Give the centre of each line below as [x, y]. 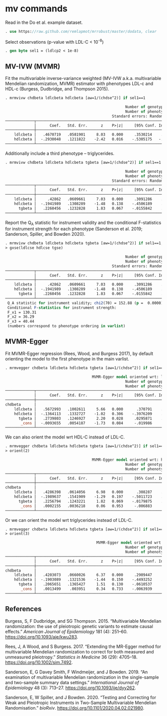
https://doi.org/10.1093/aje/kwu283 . [42, 637]
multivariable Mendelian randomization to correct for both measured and [80, 651]
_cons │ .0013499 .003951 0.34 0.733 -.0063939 [86, 589]
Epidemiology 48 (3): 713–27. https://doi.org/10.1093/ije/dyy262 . [71, 688]
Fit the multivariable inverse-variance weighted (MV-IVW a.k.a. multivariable [83, 78]
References [23, 609]
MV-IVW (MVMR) [33, 66]
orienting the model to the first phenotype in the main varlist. [67, 358]
